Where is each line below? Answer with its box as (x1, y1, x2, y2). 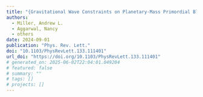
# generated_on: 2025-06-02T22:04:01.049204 (6, 59, 120, 65)
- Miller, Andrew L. (11, 20, 63, 26)
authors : (6, 14, 28, 20)
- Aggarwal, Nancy (11, 25, 59, 32)
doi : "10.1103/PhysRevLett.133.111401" (6, 48, 107, 54)
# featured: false (6, 64, 53, 71)
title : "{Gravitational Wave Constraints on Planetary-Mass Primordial (6, 8, 190, 15)
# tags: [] (6, 76, 34, 82)
